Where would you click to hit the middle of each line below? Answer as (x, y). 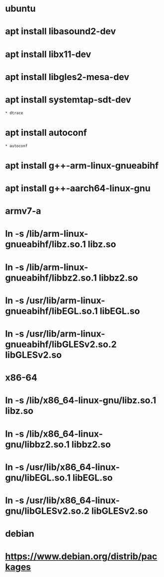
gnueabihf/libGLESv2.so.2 (61, 344)
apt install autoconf (46, 133)
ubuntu (20, 9)
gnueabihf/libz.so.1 (45, 244)
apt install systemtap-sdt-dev (68, 99)
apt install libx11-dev (48, 54)
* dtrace (14, 113)
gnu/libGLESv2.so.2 (47, 511)
